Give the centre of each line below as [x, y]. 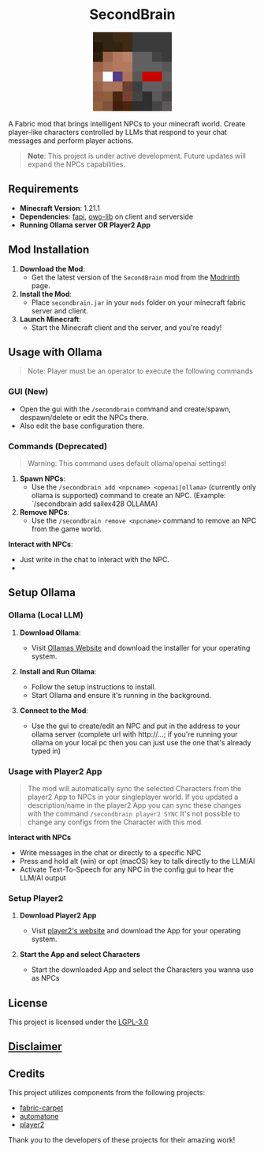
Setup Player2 [36, 898]
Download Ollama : [50, 632]
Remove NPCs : [45, 512]
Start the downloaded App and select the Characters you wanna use [142, 970]
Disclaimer [35, 1047]
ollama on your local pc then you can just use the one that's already [141, 742]
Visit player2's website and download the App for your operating [136, 931]
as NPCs [45, 978]
